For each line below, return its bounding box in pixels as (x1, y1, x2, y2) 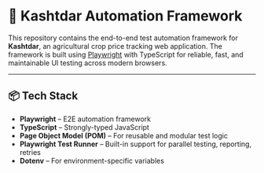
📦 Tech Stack (8, 90, 79, 103)
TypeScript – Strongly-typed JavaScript (19, 122, 149, 132)
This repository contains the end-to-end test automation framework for (8, 33, 238, 42)
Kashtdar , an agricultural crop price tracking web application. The (8, 41, 222, 50)
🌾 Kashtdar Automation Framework (8, 7, 243, 25)
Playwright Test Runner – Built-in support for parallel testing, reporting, (19, 139, 252, 149)
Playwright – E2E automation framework (19, 114, 152, 123)
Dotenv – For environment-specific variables (19, 156, 165, 165)
